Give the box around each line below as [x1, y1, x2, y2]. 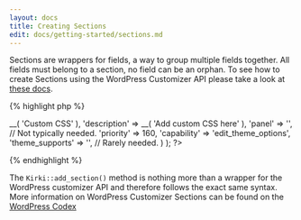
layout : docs [9, 13, 59, 23]
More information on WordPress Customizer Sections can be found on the [9, 191, 284, 203]
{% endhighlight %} [9, 155, 83, 166]
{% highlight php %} [9, 101, 86, 112]
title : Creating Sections [9, 22, 106, 31]
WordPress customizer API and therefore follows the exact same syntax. [9, 182, 278, 193]
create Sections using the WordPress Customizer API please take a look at [9, 74, 286, 85]
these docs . [9, 83, 53, 95]
